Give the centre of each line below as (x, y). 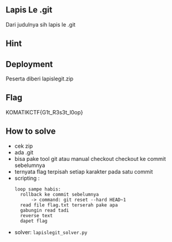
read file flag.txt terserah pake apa (69, 205)
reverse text (37, 215)
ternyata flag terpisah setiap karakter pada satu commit (84, 171)
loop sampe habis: (38, 189)
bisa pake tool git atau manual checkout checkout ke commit (90, 159)
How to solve (31, 132)
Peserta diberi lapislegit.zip (40, 79)
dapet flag (34, 221)
